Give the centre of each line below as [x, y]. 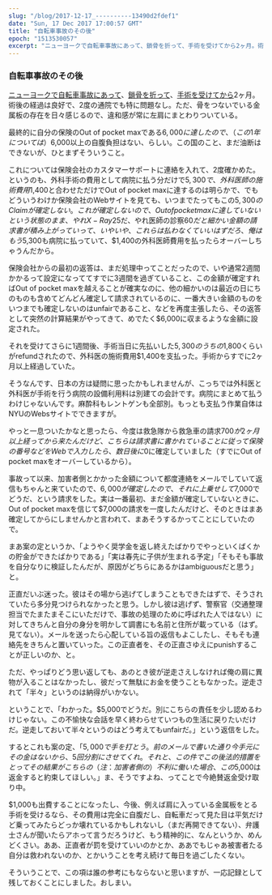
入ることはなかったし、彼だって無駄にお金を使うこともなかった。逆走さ [143, 682]
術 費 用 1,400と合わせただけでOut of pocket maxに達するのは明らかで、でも [134, 190]
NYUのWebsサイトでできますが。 [65, 414]
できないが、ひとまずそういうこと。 [69, 153]
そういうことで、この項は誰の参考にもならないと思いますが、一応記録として [136, 872]
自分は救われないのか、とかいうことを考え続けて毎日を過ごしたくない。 [129, 855]
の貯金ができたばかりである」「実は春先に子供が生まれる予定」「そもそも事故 [136, 556]
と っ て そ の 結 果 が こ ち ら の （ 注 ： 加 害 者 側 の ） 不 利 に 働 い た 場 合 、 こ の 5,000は [135, 767]
